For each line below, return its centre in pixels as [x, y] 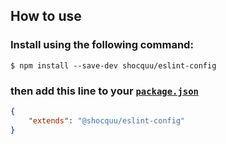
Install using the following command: [102, 45]
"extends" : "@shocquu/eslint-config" [107, 120]
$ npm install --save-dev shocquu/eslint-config [113, 65]
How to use [46, 16]
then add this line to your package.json [104, 91]
